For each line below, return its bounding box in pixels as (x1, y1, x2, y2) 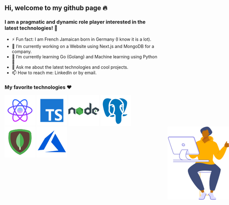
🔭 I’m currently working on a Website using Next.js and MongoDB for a (11, 43, 154, 49)
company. (11, 49, 32, 54)
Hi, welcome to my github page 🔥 (4, 4, 107, 12)
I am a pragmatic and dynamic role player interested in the (4, 19, 146, 26)
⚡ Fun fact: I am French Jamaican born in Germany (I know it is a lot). (11, 36, 152, 42)
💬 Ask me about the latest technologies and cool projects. (11, 64, 128, 70)
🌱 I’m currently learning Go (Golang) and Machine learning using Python (11, 53, 157, 59)
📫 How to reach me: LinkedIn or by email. (11, 70, 97, 76)
